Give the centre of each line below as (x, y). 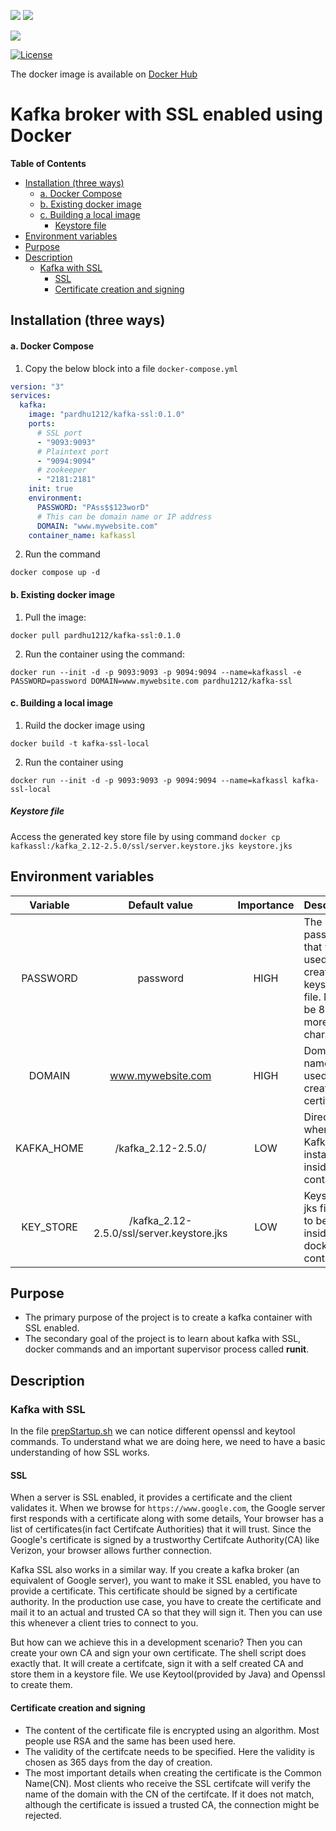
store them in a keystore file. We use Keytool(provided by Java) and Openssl (168, 1674)
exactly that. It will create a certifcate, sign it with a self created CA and (157, 1664)
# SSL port (59, 433)
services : (31, 396)
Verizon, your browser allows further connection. (111, 1551)
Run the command (62, 554)
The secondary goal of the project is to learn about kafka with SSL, (163, 1339)
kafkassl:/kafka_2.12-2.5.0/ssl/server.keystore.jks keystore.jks (151, 846)
